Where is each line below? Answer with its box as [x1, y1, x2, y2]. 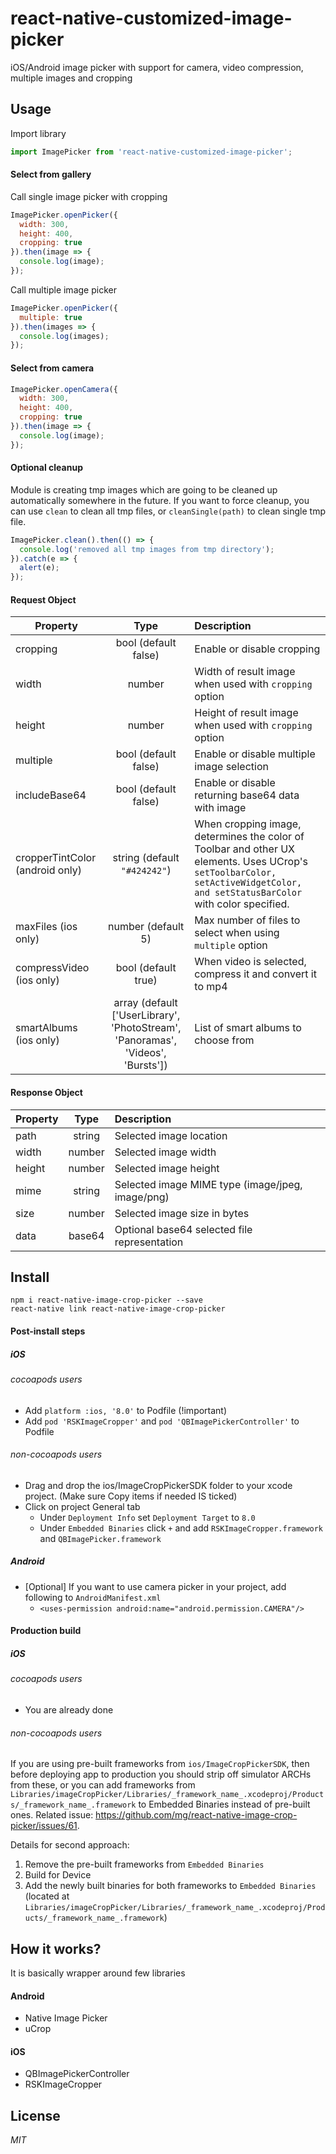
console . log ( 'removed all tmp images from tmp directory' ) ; [19, 544, 275, 554]
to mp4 [194, 980, 228, 994]
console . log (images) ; [19, 331, 110, 341]
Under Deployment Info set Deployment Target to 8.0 [39, 1511, 256, 1523]
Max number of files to [194, 913, 301, 927]
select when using [194, 926, 280, 940]
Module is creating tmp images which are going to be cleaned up [10, 483, 278, 496]
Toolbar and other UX [194, 842, 296, 856]
